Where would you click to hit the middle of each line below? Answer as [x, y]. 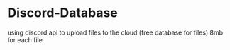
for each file [25, 39]
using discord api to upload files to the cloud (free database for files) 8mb [115, 32]
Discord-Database [63, 13]
